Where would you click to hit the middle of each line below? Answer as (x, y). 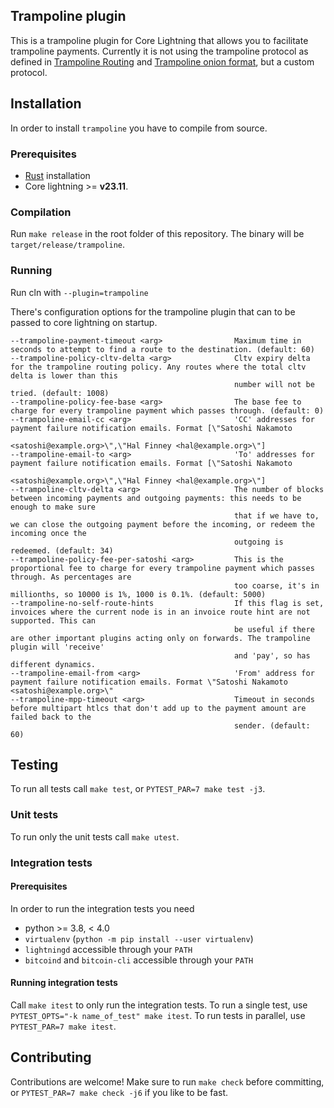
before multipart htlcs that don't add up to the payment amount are (158, 708)
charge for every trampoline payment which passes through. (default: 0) (167, 410)
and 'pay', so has (272, 655)
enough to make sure (53, 507)
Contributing (51, 1057)
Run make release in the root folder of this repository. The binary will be (157, 234)
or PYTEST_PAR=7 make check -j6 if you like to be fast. (119, 1092)
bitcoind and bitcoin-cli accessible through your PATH (139, 960)
